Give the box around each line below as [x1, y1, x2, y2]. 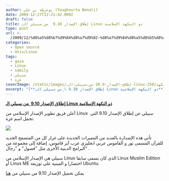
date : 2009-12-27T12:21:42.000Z [6, 12, 73, 17]
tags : [6, 54, 17, 59]
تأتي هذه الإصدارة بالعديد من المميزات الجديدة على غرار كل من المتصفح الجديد [6, 134, 152, 140]
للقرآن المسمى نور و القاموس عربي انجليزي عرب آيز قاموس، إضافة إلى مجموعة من [6, 140, 163, 146]
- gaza [10, 59, 24, 64]
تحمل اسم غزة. [6, 115, 35, 121]
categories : [6, 40, 31, 45]
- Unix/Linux [10, 49, 38, 54]
